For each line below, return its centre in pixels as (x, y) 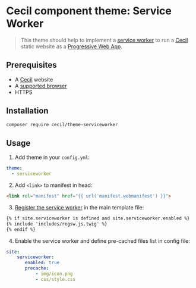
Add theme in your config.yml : (52, 157)
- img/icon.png (54, 274)
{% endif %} (21, 229)
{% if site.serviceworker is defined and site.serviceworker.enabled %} (98, 218)
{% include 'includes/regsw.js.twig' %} (57, 224)
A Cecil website (34, 79)
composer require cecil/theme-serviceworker (62, 124)
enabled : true (42, 263)
